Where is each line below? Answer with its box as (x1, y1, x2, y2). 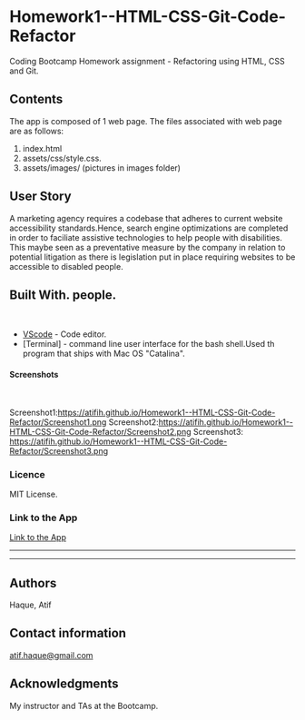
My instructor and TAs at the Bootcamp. (9, 700, 159, 711)
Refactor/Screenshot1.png (9, 416, 107, 428)
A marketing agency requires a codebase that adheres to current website (9, 212, 283, 223)
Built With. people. (9, 287, 117, 302)
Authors (9, 575, 57, 591)
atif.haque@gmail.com (9, 649, 93, 660)
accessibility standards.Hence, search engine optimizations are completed (9, 222, 289, 233)
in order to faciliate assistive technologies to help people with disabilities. (9, 232, 283, 242)
